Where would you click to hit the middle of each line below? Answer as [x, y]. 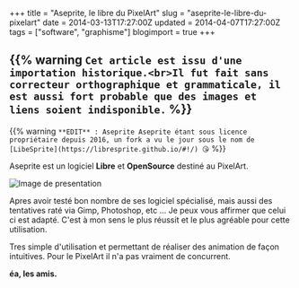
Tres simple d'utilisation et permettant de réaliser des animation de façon [145, 247]
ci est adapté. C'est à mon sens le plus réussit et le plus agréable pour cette [149, 220]
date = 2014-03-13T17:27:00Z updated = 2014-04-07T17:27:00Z [162, 22]
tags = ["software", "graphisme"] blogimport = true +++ [112, 32]
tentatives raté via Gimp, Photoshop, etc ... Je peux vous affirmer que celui [148, 210]
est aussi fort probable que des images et [133, 96]
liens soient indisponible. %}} [101, 110]
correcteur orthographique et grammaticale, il [145, 85]
